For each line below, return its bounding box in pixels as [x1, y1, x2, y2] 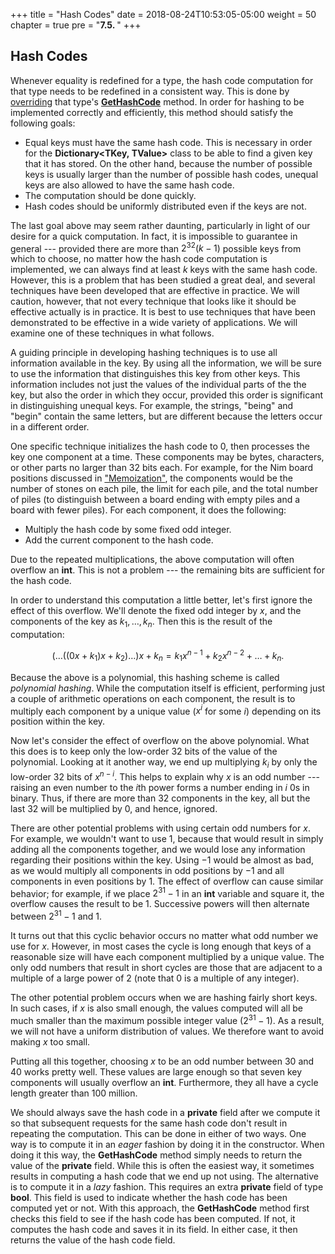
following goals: [10, 117, 76, 129]
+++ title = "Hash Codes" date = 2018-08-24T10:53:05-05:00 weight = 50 [10, 9, 317, 20]
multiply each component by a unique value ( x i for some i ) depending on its [10, 703, 322, 717]
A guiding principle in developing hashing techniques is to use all [10, 347, 278, 359]
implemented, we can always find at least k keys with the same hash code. [10, 264, 318, 276]
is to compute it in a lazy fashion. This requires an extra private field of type [10, 1180, 324, 1193]
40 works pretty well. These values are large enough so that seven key [10, 1065, 303, 1078]
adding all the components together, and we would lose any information [10, 843, 306, 855]
